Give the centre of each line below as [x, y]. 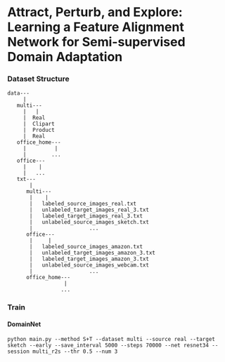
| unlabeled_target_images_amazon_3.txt [92, 253]
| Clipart [39, 124]
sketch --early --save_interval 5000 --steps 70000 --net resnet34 [108, 345]
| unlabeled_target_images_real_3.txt [89, 210]
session [19, 351]
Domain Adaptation [65, 57]
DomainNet [24, 324]
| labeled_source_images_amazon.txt [86, 247]
